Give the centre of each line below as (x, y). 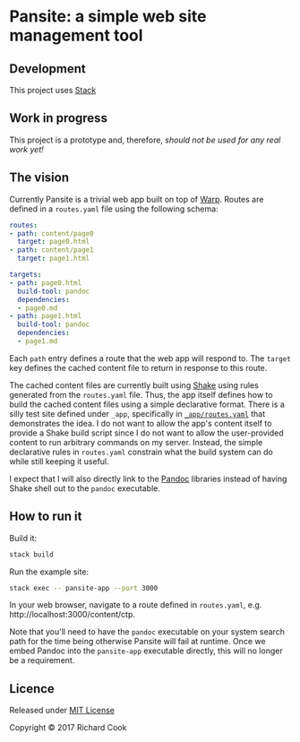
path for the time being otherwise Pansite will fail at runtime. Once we (137, 642)
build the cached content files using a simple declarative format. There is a (147, 404)
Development (48, 69)
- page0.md (38, 308)
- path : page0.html (46, 283)
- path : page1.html (46, 316)
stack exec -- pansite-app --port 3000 (84, 588)
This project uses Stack (53, 90)
